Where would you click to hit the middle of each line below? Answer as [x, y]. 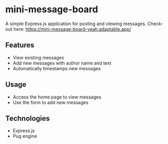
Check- [155, 24]
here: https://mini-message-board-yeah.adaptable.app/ [72, 29]
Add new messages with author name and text [62, 63]
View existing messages [38, 57]
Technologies [28, 118]
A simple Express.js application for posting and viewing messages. [76, 24]
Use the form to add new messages [51, 102]
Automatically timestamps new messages [57, 68]
